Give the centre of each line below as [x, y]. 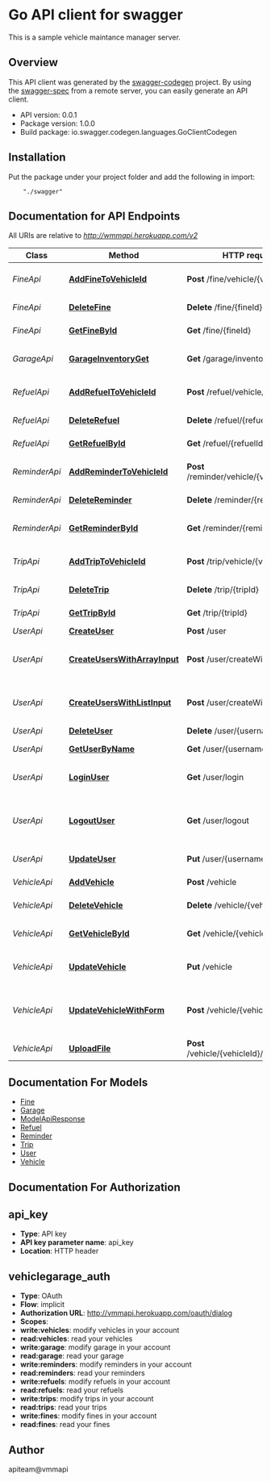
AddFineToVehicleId [108, 279]
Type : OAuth [41, 1296]
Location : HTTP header [59, 1251]
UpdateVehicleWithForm [117, 1010]
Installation [37, 158]
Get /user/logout [218, 820]
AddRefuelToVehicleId [112, 392]
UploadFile [90, 1049]
